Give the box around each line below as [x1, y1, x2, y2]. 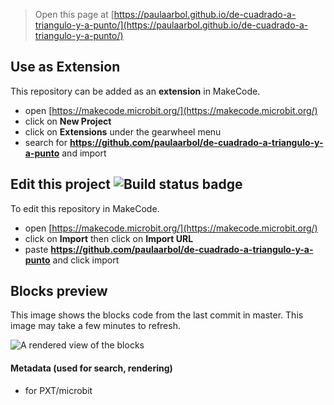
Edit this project [10, 176, 111, 193]
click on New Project [24, 115, 112, 127]
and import [61, 147, 107, 159]
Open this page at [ [34, 9, 115, 20]
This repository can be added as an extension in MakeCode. [10, 85, 261, 97]
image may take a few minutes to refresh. [10, 320, 181, 332]
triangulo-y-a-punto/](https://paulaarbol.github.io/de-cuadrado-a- [34, 19, 309, 31]
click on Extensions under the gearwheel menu [24, 125, 222, 138]
